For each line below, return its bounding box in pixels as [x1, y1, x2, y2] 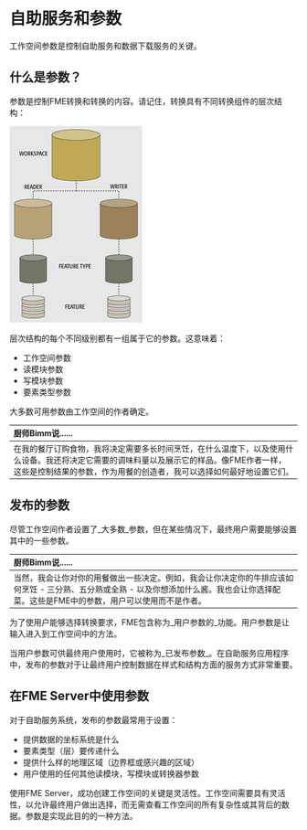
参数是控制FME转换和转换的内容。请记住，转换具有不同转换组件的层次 [9, 95, 275, 106]
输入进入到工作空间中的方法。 [9, 628, 122, 640]
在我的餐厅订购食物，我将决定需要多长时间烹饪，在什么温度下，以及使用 [13, 442, 286, 453]
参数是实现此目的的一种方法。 [25, 810, 138, 821]
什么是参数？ [9, 69, 82, 85]
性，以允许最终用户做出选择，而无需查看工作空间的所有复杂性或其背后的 [9, 799, 281, 810]
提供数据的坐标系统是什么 [22, 733, 120, 745]
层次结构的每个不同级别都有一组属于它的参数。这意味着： [9, 333, 226, 344]
